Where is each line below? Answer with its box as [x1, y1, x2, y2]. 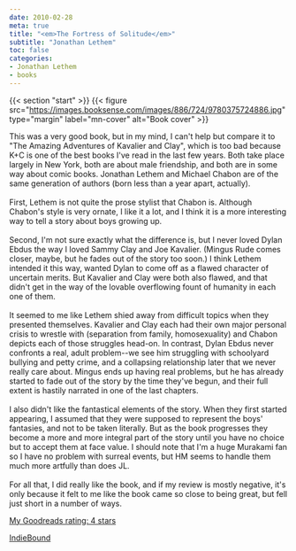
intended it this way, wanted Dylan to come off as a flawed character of [9, 262, 269, 273]
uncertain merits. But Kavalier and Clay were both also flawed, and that [9, 272, 268, 283]
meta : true [9, 21, 49, 30]
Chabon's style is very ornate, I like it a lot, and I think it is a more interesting [9, 206, 287, 217]
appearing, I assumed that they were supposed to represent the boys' [9, 413, 263, 423]
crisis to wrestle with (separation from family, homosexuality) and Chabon [9, 329, 278, 339]
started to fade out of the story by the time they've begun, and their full [9, 376, 269, 386]
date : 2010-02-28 [9, 12, 73, 22]
